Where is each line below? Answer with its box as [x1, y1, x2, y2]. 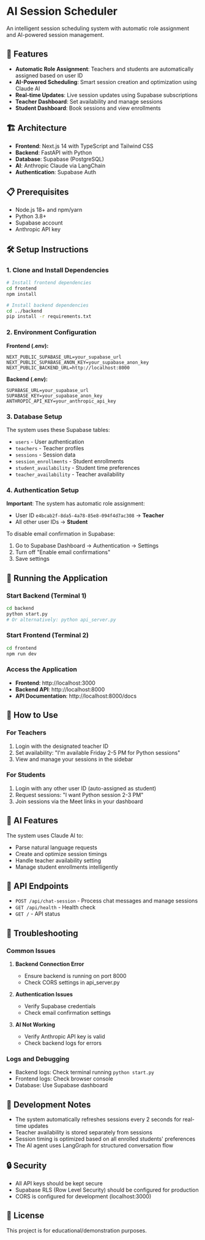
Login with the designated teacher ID [15, 742, 109, 750]
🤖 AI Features [6, 815, 59, 826]
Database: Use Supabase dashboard [15, 1082, 108, 1089]
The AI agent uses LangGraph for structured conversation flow [15, 1142, 174, 1149]
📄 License [6, 1211, 45, 1221]
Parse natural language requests [15, 844, 98, 851]
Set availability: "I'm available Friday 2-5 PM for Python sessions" [15, 749, 181, 756]
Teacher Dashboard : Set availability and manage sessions [15, 98, 163, 105]
